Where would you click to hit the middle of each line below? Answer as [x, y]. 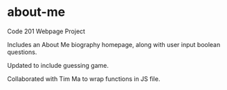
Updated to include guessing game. [58, 65]
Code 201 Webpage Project [46, 31]
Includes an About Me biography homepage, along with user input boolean [114, 44]
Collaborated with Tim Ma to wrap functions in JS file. [84, 79]
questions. [22, 52]
